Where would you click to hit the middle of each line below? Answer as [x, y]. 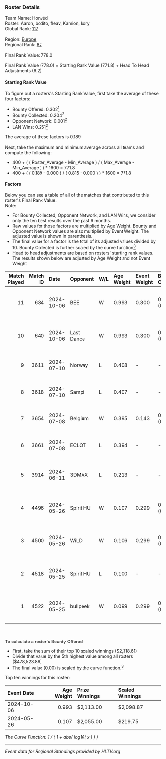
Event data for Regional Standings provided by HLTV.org [63, 751]
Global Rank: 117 [22, 29]
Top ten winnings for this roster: [38, 677]
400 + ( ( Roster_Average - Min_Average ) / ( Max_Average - [73, 162]
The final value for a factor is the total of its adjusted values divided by [84, 241]
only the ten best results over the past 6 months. [62, 221]
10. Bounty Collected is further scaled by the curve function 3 [74, 247]
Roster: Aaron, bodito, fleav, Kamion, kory [47, 23]
